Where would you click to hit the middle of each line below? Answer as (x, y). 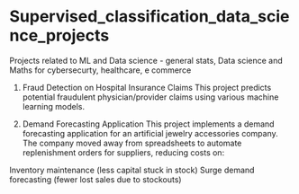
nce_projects (59, 35)
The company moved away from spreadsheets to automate (132, 143)
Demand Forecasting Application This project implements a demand (148, 124)
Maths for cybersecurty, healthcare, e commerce (100, 70)
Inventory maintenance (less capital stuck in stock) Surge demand (132, 170)
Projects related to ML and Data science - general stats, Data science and (146, 60)
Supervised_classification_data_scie (149, 17)
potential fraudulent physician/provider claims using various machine (150, 97)
